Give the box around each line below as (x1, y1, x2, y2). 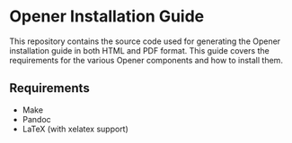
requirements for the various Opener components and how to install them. (9, 55, 283, 65)
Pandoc (22, 114, 51, 124)
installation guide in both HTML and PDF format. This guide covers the (9, 45, 270, 55)
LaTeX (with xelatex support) (22, 123, 128, 134)
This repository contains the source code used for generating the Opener (9, 36, 281, 46)
